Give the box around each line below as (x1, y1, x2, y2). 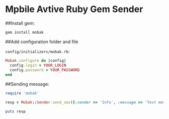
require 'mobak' (5, 91, 39, 96)
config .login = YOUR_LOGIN (10, 63, 66, 68)
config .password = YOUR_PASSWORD (10, 67, 80, 72)
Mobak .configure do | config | (5, 58, 66, 63)
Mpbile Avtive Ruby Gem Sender (5, 4, 143, 15)
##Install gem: (5, 20, 35, 26)
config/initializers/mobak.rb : (5, 48, 70, 54)
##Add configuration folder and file (5, 39, 78, 45)
